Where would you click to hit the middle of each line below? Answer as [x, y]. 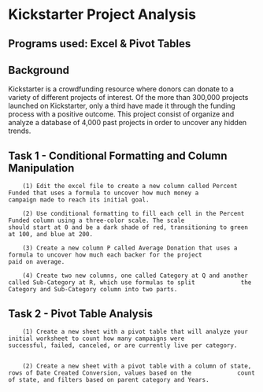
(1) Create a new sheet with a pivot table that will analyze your [135, 332]
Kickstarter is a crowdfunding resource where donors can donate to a [121, 89]
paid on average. [37, 262]
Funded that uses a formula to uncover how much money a [104, 193]
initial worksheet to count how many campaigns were [96, 339]
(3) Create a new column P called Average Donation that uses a [130, 248]
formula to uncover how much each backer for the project [105, 255]
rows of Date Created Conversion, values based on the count [132, 373]
